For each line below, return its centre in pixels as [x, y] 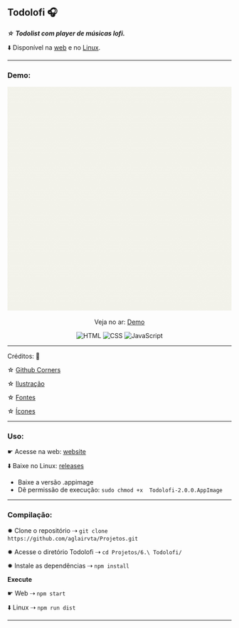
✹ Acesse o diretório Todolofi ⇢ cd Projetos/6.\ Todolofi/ [95, 552]
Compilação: [30, 515]
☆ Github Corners [34, 370]
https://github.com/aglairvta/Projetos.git [73, 538]
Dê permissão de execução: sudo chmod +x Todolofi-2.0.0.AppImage [120, 490]
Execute [20, 579]
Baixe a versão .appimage [55, 482]
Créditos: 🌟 [24, 356]
